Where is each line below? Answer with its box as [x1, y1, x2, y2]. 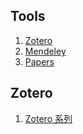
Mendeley [24, 45, 67, 57]
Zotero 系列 [24, 112, 73, 124]
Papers [24, 55, 55, 68]
